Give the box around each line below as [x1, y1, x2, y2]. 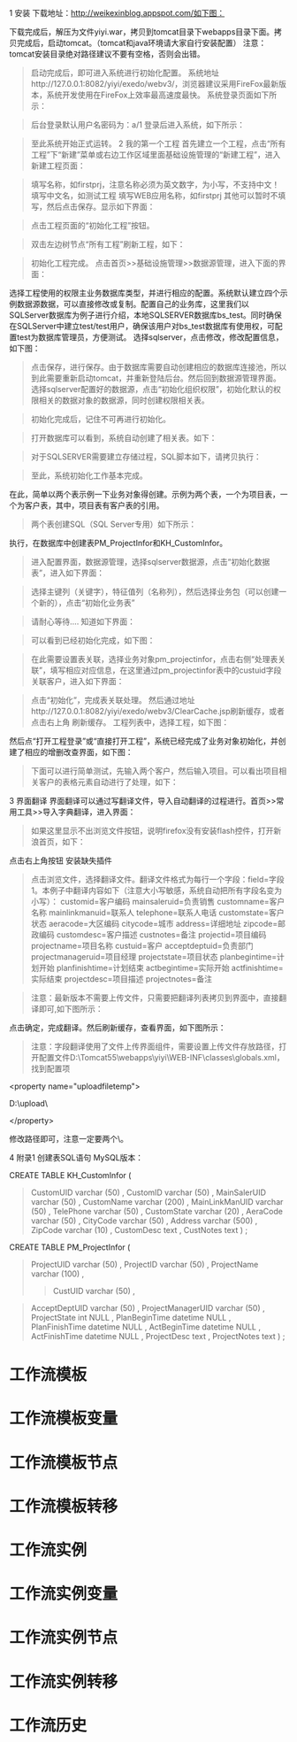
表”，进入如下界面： [30, 567, 104, 578]
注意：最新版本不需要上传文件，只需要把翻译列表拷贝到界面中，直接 [30, 992, 279, 1003]
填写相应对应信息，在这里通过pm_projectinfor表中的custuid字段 [49, 665, 282, 675]
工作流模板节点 [9, 1453, 118, 1472]
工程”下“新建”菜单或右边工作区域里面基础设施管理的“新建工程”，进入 [30, 150, 281, 159]
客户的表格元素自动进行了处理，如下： [38, 777, 179, 787]
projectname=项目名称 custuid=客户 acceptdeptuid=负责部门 [30, 941, 254, 951]
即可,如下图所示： [38, 1004, 103, 1014]
